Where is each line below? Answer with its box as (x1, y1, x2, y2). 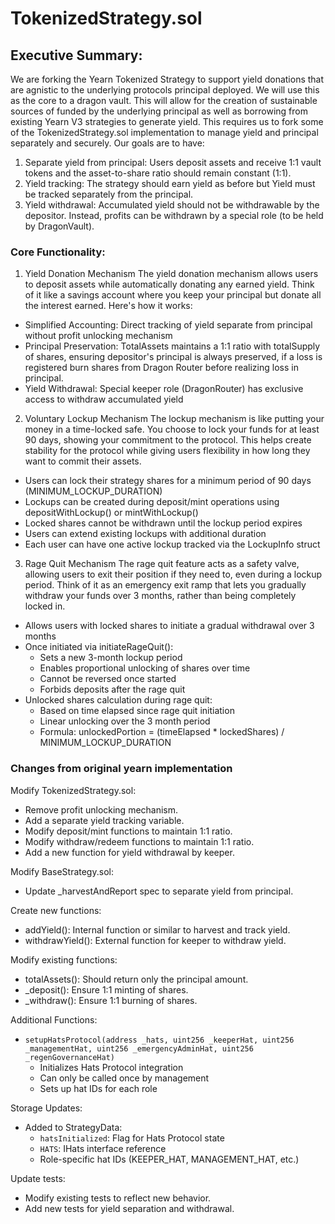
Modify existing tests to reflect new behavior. (24, 1192, 212, 1204)
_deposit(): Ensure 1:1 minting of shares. (24, 983, 189, 996)
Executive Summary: (10, 47, 143, 64)
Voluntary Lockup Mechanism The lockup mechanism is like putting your (24, 413, 325, 425)
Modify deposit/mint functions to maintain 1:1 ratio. (24, 825, 233, 837)
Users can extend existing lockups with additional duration (24, 528, 267, 540)
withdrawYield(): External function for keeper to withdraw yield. (24, 934, 287, 946)
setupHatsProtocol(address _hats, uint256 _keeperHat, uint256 (24, 1035, 295, 1045)
